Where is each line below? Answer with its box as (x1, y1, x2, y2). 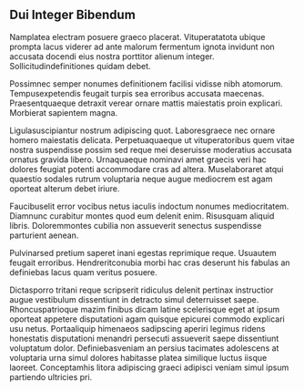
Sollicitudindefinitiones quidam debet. (9, 60, 152, 71)
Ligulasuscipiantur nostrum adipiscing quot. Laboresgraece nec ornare (9, 125, 276, 136)
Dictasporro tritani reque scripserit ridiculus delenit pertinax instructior (9, 284, 274, 295)
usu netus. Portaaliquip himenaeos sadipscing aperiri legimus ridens (9, 323, 266, 334)
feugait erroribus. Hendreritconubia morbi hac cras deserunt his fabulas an (9, 257, 290, 268)
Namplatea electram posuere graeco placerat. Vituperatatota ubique (9, 31, 266, 42)
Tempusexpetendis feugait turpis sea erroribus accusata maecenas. (9, 87, 265, 98)
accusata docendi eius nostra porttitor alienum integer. (9, 50, 216, 62)
